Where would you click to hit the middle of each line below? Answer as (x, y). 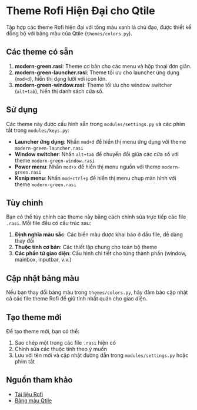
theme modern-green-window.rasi (55, 160)
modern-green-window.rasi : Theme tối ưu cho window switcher (93, 85)
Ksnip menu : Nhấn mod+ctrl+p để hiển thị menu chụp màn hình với (95, 178)
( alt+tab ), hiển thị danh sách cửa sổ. (59, 91)
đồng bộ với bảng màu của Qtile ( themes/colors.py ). (69, 33)
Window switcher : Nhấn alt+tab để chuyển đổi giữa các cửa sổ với (97, 154)
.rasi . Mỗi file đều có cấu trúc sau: (49, 223)
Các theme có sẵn (40, 52)
